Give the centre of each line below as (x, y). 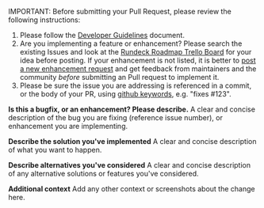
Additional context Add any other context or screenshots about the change (132, 189)
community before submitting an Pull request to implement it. (119, 77)
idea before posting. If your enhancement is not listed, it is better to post (138, 60)
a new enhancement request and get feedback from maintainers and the (138, 69)
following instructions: (44, 20)
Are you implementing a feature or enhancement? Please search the (131, 43)
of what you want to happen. (55, 150)
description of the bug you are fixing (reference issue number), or (116, 117)
